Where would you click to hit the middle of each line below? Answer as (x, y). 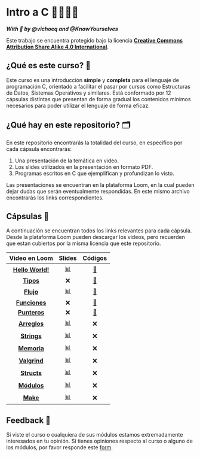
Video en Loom (31, 258)
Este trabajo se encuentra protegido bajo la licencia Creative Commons (95, 40)
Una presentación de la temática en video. (67, 161)
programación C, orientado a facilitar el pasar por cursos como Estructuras (99, 86)
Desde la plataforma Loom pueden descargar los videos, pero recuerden (96, 237)
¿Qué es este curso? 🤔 (49, 66)
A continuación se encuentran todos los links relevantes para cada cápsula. (99, 231)
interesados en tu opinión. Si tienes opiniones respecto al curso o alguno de (99, 441)
